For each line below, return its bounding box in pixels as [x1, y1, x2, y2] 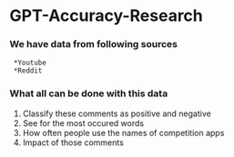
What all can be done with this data [9, 87, 168, 100]
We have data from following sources [9, 38, 178, 51]
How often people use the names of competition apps [22, 127, 225, 138]
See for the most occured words [22, 117, 144, 128]
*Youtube [13, 58, 47, 68]
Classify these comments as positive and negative [22, 108, 211, 119]
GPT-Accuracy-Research [9, 5, 203, 26]
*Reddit [13, 66, 43, 75]
